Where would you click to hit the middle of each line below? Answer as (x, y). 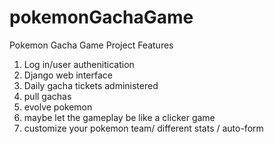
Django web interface (68, 75)
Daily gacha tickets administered (91, 85)
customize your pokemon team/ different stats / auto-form (143, 128)
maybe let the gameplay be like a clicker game (119, 117)
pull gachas (47, 96)
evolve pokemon (58, 107)
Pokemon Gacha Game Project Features (91, 45)
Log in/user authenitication (79, 64)
